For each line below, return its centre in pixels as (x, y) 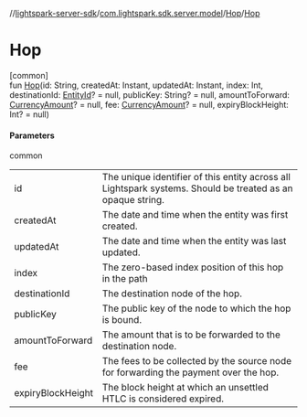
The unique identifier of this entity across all (196, 177)
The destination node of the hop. (172, 294)
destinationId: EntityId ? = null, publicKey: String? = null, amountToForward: (150, 94)
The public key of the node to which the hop (196, 308)
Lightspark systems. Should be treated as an (197, 188)
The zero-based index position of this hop (193, 267)
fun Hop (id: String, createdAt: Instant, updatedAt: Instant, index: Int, (136, 85)
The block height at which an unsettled (185, 388)
